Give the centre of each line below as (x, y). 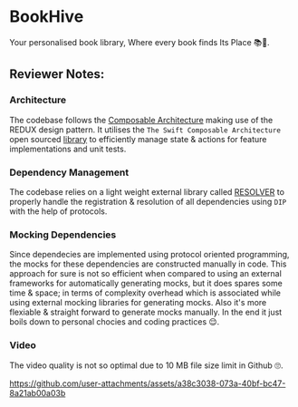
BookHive (47, 17)
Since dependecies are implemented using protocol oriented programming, (149, 255)
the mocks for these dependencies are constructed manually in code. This (148, 264)
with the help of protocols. (58, 211)
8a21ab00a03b (38, 392)
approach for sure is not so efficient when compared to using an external (146, 274)
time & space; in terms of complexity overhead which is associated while (145, 293)
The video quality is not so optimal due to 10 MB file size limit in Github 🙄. (146, 365)
